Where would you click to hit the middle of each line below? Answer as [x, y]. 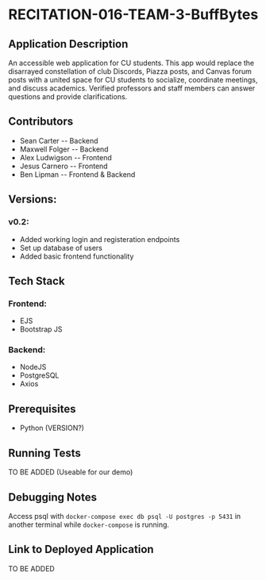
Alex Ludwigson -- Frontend [66, 157]
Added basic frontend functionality [77, 256]
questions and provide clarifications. [68, 96]
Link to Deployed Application [81, 549]
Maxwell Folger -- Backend [64, 149]
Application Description [68, 44]
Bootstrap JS [41, 329]
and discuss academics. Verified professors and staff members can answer [132, 88]
